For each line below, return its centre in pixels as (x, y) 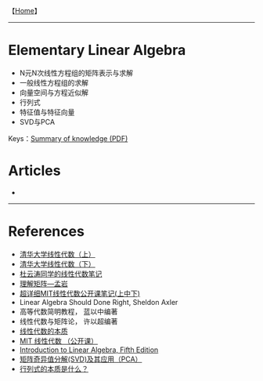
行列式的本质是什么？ (54, 368)
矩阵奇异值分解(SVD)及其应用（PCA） (81, 359)
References (46, 232)
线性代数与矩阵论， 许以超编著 (68, 321)
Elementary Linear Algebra (97, 51)
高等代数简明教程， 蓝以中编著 (68, 311)
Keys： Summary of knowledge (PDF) (68, 138)
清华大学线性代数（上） (57, 254)
